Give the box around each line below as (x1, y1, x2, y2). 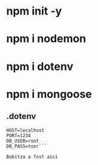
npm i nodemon (6, 32, 87, 46)
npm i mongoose (6, 87, 93, 101)
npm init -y (6, 4, 62, 18)
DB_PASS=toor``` (6, 143, 47, 149)
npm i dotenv (6, 59, 74, 73)
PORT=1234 (6, 132, 31, 138)
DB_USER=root (6, 138, 39, 144)
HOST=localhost (6, 127, 45, 134)
